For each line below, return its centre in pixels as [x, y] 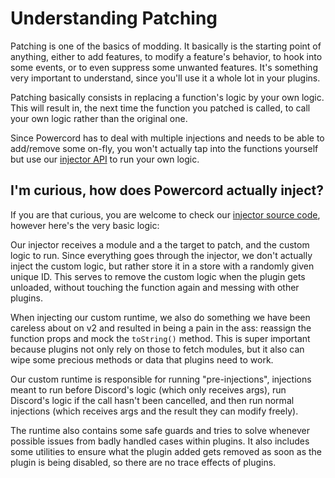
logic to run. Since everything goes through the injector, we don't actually [161, 255]
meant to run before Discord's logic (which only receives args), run [148, 389]
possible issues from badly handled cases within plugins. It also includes [160, 441]
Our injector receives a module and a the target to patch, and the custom [160, 244]
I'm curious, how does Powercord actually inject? [167, 190]
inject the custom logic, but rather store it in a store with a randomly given [162, 266]
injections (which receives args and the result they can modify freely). [154, 411]
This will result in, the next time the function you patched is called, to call [160, 108]
